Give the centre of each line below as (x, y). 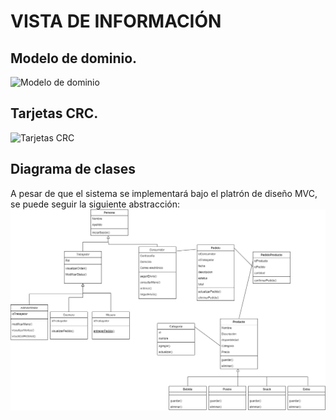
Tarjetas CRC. (54, 113)
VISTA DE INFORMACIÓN (116, 21)
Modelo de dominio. (74, 58)
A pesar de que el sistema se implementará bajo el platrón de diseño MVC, (164, 193)
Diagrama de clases (73, 169)
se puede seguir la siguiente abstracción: (95, 204)
